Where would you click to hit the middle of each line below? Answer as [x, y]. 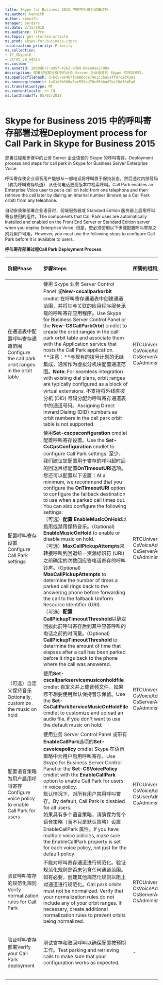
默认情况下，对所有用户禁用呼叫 [80, 794]
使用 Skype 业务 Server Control [79, 284]
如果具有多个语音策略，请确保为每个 [85, 815]
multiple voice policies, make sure [82, 836]
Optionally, [20, 697]
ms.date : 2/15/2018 [25, 28]
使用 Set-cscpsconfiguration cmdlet [85, 433]
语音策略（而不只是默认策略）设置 [82, 822]
